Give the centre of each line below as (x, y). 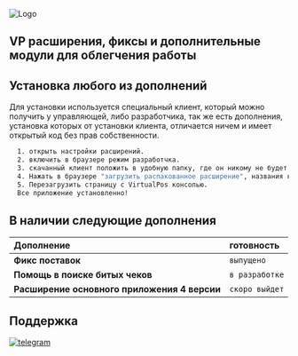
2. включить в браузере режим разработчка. (98, 160)
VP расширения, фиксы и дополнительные (135, 41)
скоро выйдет (257, 289)
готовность (255, 246)
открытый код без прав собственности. (84, 135)
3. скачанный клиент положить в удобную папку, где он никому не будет (153, 168)
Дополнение (42, 246)
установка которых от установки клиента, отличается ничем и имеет (141, 126)
